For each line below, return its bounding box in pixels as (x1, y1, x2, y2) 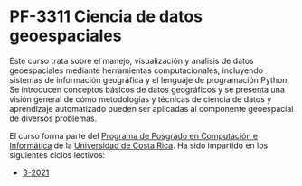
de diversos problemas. (9, 113, 98, 124)
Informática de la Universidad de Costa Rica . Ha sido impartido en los (9, 140, 269, 151)
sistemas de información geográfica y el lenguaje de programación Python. (9, 74, 290, 85)
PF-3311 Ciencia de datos (9, 6, 203, 27)
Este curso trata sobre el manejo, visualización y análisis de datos (9, 55, 255, 66)
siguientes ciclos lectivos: (9, 149, 106, 160)
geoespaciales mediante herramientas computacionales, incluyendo (9, 65, 264, 76)
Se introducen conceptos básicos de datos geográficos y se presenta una (9, 84, 285, 95)
